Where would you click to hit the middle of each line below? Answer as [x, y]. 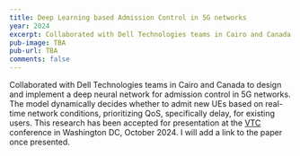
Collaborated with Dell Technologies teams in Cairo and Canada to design [146, 85]
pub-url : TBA [34, 51]
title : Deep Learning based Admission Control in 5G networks [128, 17]
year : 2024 [30, 26]
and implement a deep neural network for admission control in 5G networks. [150, 94]
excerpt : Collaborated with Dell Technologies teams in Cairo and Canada [150, 34]
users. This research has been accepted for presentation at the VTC [135, 123]
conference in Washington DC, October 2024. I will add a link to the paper [146, 132]
